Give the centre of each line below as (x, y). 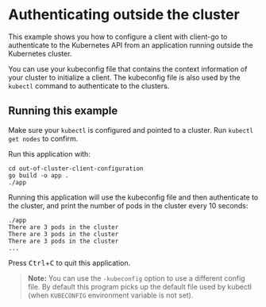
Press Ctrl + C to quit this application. (69, 262)
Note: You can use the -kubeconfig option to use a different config (136, 278)
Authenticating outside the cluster (124, 15)
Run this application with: (50, 153)
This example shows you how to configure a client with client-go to (118, 37)
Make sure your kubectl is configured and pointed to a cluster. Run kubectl (131, 130)
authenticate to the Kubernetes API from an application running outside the (131, 45)
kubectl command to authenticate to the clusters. (89, 86)
